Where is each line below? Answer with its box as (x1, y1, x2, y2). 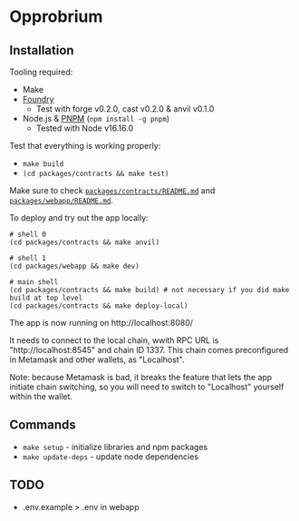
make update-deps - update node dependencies (22, 451, 199, 462)
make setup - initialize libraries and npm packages (22, 441, 208, 452)
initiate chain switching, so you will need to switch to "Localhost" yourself (9, 381, 285, 392)
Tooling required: (9, 66, 73, 77)
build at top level (9, 293, 83, 302)
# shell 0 (9, 230, 47, 239)
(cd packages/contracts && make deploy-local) (9, 301, 188, 310)
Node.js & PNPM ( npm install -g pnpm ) (22, 113, 170, 123)
